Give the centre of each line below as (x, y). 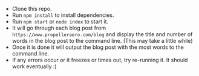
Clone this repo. (32, 9)
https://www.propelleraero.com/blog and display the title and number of (102, 34)
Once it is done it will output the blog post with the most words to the (98, 47)
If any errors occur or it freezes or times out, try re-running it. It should (100, 60)
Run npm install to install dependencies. (63, 15)
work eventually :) (34, 66)
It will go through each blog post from (59, 28)
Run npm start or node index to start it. (60, 21)
